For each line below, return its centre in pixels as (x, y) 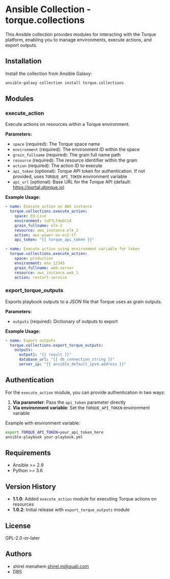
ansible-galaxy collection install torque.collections (65, 83)
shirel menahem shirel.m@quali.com (51, 566)
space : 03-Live (31, 216)
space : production (34, 258)
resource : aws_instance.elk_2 (47, 230)
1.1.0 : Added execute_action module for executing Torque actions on (84, 499)
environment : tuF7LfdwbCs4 (43, 221)
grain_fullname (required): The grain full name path (67, 155)
